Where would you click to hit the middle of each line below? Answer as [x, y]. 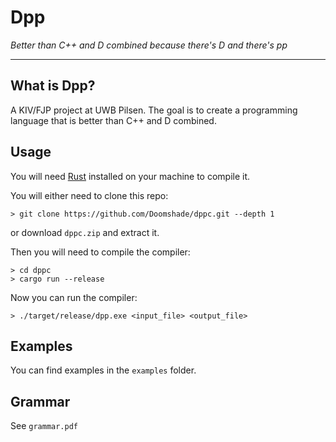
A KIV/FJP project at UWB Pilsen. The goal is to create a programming [154, 110]
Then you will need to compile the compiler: [100, 252]
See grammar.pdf [44, 426]
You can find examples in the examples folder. [103, 370]
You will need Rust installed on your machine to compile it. [130, 176]
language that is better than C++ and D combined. [113, 120]
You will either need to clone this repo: [89, 195]
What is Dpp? [53, 86]
